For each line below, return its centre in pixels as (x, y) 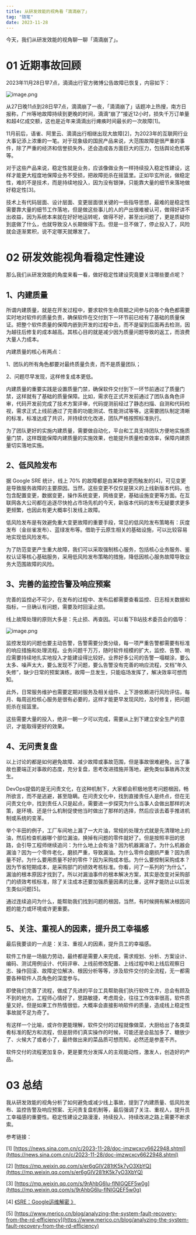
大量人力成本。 (24, 339)
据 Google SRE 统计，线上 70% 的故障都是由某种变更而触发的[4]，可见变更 (96, 481)
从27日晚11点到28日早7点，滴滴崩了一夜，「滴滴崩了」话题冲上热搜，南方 (94, 106)
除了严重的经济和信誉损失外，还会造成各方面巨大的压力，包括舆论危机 (100, 148)
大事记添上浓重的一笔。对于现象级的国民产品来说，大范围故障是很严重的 (93, 141)
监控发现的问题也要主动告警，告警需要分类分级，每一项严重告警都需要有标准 (98, 643)
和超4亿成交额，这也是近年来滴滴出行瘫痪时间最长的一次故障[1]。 (85, 121)
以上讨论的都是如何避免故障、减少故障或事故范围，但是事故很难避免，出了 (95, 761)
